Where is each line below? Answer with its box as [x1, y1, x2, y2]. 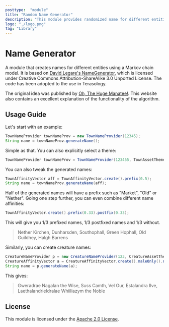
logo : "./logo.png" [5, 21, 46, 27]
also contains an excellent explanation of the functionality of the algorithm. [5, 96, 160, 102]
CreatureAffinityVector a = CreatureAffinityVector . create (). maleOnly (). [5, 259, 163, 264]
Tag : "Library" [5, 26, 37, 31]
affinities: [5, 200, 25, 207]
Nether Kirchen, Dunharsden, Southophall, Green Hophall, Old [17, 229, 146, 235]
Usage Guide [5, 111, 47, 119]
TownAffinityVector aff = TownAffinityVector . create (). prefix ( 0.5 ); [5, 176, 152, 181]
